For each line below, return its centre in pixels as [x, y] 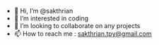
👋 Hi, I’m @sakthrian [43, 11]
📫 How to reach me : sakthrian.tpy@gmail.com [83, 34]
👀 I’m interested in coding [51, 18]
